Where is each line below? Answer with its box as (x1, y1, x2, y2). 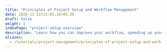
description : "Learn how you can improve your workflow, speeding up (5, 30, 153, 35)
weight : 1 (5, 21, 26, 26)
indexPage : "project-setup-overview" (5, 26, 83, 31)
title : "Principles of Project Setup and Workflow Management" (5, 7, 139, 12)
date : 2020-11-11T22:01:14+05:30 (5, 12, 75, 17)
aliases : (5, 35, 23, 40)
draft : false (5, 16, 32, 21)
